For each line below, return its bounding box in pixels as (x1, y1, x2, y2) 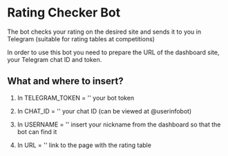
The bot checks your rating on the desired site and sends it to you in (7, 27, 202, 36)
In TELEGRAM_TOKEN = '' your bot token (17, 93, 135, 102)
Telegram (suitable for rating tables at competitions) (7, 34, 155, 43)
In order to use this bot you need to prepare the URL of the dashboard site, (7, 48, 220, 56)
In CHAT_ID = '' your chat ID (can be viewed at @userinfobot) (17, 107, 192, 115)
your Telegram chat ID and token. (7, 55, 102, 63)
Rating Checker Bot (7, 5, 121, 21)
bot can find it (17, 127, 57, 135)
